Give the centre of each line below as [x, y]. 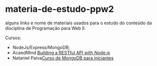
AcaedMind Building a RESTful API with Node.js [61, 53]
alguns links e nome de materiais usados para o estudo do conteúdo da [78, 23]
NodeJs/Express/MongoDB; [41, 47]
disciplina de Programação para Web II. [46, 28]
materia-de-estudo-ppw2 [60, 9]
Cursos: [13, 38]
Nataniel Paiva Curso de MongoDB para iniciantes [63, 58]
